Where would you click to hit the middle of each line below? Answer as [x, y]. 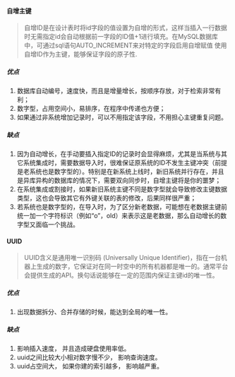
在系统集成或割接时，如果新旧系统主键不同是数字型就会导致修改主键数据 [122, 189]
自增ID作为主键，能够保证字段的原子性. [80, 54]
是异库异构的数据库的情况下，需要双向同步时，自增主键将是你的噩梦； [119, 181]
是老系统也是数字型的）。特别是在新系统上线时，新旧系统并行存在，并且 [120, 172]
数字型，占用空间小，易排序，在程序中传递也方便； [91, 109]
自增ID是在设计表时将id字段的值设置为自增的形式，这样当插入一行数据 [125, 28]
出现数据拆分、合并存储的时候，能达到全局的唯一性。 [94, 312]
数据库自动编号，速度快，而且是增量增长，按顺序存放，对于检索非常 [116, 91]
